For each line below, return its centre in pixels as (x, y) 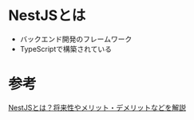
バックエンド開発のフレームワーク (76, 39)
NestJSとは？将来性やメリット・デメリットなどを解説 (97, 107)
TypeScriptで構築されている (66, 48)
